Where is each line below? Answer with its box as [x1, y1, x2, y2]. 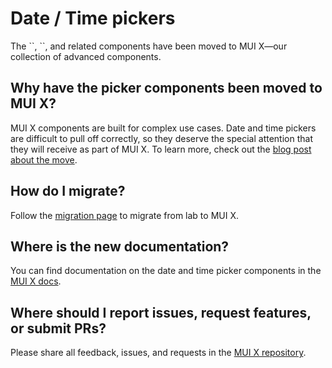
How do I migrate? [10, 183, 126, 200]
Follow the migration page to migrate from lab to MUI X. [10, 209, 239, 221]
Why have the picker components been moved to [10, 80, 323, 97]
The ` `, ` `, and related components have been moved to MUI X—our [10, 40, 288, 52]
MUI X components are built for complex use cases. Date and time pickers [10, 122, 317, 134]
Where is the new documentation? [10, 238, 230, 255]
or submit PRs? [10, 320, 107, 337]
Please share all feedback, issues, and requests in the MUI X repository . [10, 347, 307, 359]
